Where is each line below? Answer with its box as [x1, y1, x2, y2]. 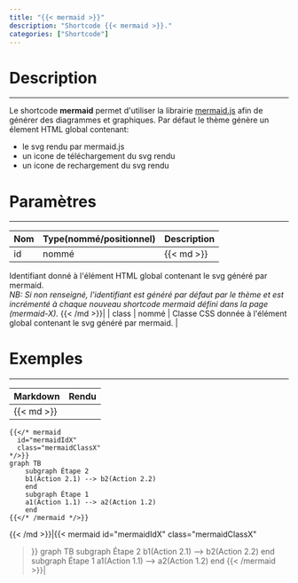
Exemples [9, 349, 83, 369]
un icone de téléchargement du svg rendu [21, 151, 176, 162]
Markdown [13, 390, 60, 403]
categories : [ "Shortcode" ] [9, 29, 109, 38]
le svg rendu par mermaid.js [21, 141, 125, 152]
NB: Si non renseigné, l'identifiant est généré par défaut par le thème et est [9, 289, 284, 300]
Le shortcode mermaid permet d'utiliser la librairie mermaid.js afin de [9, 106, 263, 116]
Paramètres [9, 192, 97, 211]
